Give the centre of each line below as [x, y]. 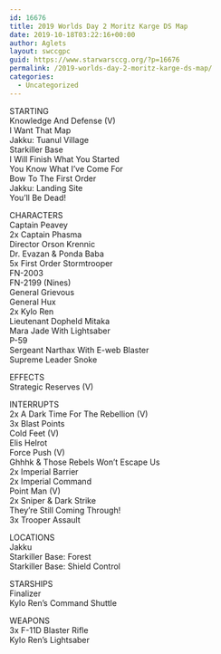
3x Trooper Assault [45, 519]
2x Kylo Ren [32, 311]
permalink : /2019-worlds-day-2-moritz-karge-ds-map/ [111, 69]
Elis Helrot [29, 442]
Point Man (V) [35, 491]
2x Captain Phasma [46, 234]
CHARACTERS [36, 215]
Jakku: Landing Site [46, 188]
